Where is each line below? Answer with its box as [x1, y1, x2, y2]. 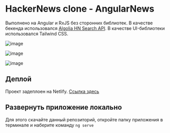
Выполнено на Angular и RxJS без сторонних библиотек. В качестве [5, 20, 153, 26]
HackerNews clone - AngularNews [5, 3, 155, 15]
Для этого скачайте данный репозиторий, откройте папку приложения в [5, 116, 163, 122]
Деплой [5, 75, 32, 84]
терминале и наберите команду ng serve [5, 122, 94, 128]
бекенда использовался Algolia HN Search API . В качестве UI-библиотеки [5, 25, 165, 31]
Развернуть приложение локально [5, 103, 122, 112]
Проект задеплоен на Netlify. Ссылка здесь [5, 88, 99, 94]
